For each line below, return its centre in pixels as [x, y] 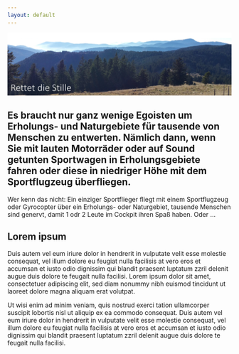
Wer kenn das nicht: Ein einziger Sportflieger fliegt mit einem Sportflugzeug [118, 199]
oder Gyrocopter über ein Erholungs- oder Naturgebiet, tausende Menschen [119, 207]
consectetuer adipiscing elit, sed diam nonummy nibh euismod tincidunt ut [117, 284]
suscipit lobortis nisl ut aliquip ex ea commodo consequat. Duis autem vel [115, 313]
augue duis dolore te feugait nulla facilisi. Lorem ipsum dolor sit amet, [109, 277]
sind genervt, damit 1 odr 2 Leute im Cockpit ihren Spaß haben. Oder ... [112, 214]
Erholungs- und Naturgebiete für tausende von [114, 127]
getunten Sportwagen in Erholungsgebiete [104, 160]
